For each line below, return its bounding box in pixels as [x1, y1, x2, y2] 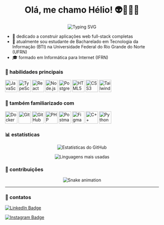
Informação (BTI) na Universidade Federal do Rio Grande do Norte [12, 44, 145, 49]
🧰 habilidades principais [5, 68, 63, 75]
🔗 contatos [5, 194, 32, 201]
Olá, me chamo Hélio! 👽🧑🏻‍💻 [24, 4, 140, 16]
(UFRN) [12, 49, 28, 55]
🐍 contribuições [5, 166, 44, 173]
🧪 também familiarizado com [5, 100, 75, 107]
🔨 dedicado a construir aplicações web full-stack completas [12, 33, 133, 39]
